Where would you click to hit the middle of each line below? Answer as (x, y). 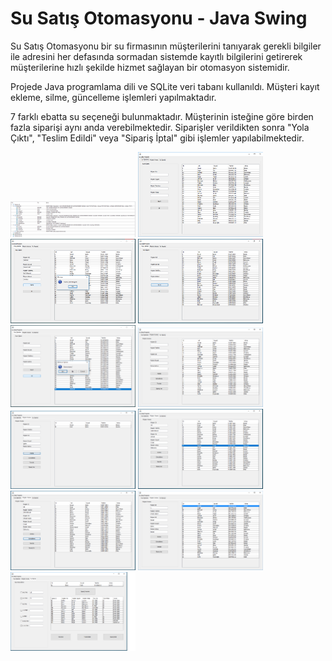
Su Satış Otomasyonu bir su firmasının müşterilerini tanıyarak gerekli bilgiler (166, 46)
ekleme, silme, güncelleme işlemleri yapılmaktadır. (113, 97)
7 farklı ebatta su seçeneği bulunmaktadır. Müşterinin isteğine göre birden (162, 116)
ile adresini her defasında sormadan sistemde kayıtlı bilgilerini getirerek (156, 56)
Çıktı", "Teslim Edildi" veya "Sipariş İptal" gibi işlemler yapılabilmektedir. (157, 138)
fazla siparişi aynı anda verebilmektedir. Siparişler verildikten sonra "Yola (160, 127)
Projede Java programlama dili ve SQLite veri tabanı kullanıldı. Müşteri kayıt (165, 86)
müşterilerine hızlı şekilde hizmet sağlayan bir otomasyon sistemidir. (150, 67)
